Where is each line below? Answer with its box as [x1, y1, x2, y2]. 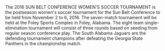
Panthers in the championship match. [5, 41, 82, 46]
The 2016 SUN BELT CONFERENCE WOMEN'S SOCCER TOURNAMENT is [5, 4, 156, 10]
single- [145, 20, 159, 25]
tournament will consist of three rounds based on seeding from [28, 25, 158, 31]
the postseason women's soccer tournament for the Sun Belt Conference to [5, 9, 161, 15]
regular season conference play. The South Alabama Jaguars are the [5, 30, 146, 36]
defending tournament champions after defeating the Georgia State [5, 35, 143, 41]
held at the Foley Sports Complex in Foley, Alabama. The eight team [5, 20, 144, 25]
